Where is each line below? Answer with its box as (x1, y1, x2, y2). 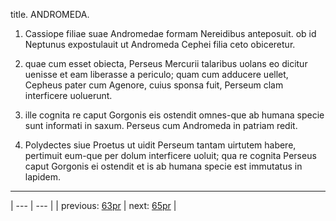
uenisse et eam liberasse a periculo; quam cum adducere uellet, (24, 69, 289, 80)
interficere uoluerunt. (24, 90, 113, 101)
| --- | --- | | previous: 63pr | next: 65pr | (10, 200, 177, 211)
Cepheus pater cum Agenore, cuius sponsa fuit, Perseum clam (24, 79, 284, 91)
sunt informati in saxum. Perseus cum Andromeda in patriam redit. (24, 120, 298, 131)
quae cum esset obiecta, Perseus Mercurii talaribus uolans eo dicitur (24, 58, 308, 69)
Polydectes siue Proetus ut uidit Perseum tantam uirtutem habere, (24, 139, 297, 151)
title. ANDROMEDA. (10, 9, 90, 20)
